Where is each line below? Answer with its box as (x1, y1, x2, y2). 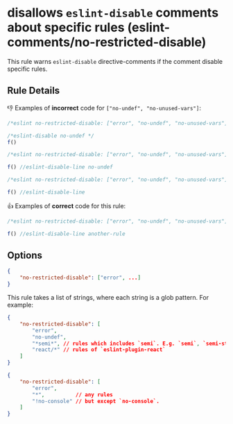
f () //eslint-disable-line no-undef (7, 164, 113, 171)
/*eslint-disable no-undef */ (7, 132, 95, 139)
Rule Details (7, 85, 60, 96)
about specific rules (7, 19, 125, 35)
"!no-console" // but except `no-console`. (32, 398, 159, 405)
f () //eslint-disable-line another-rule (7, 230, 126, 237)
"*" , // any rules (32, 391, 113, 398)
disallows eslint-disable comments (7, 5, 219, 21)
